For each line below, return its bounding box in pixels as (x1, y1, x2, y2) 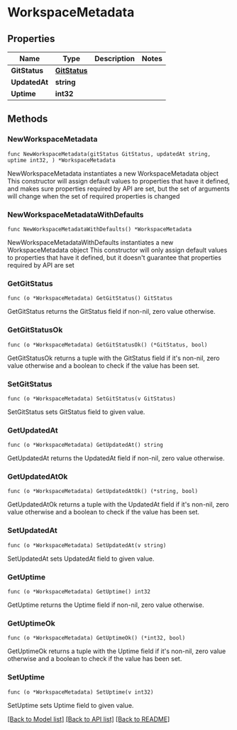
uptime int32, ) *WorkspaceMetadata (7, 157, 116, 164)
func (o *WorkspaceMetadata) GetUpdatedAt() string (7, 442, 163, 449)
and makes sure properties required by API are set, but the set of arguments (7, 184, 230, 193)
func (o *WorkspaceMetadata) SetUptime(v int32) (7, 688, 154, 696)
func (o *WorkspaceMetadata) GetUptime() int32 (7, 588, 151, 596)
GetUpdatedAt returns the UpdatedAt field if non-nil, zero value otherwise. (7, 454, 225, 462)
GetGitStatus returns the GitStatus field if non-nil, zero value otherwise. (7, 307, 216, 316)
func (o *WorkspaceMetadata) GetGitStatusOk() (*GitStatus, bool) (7, 341, 208, 349)
